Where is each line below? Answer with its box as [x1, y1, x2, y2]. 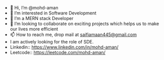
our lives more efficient [10, 26, 59, 32]
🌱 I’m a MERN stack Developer [10, 15, 74, 21]
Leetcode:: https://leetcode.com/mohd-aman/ [10, 49, 106, 55]
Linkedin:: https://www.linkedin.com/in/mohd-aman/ [10, 44, 119, 50]
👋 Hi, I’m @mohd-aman [10, 5, 59, 10]
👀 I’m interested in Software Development [10, 10, 97, 16]
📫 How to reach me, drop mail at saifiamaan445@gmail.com [10, 31, 137, 37]
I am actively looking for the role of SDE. [10, 39, 94, 44]
